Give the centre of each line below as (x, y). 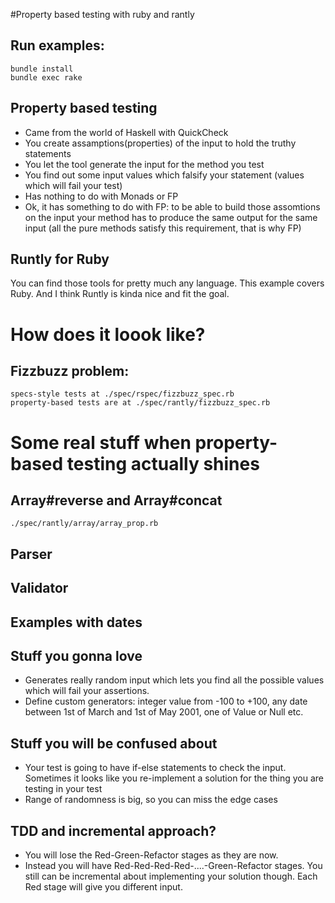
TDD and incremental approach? (113, 830)
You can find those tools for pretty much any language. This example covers (167, 283)
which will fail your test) (73, 185)
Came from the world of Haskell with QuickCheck (126, 132)
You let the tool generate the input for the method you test (144, 164)
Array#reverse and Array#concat (116, 500)
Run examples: (57, 45)
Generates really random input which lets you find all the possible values (174, 680)
